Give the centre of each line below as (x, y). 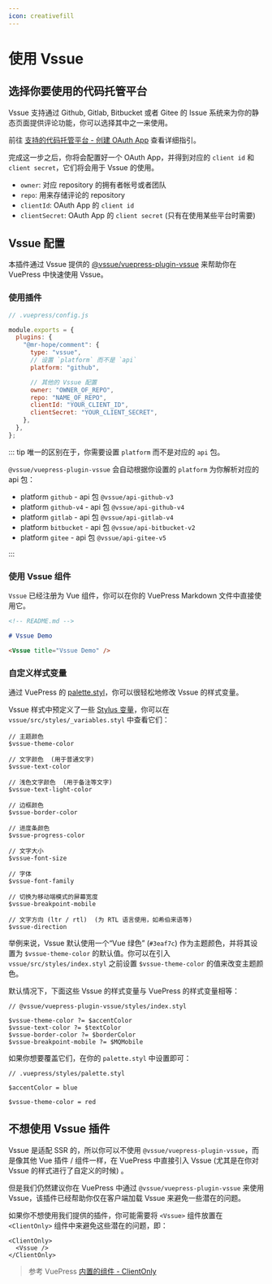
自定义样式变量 (38, 673)
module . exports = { (41, 330)
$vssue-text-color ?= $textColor (65, 1028)
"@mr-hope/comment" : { (61, 345)
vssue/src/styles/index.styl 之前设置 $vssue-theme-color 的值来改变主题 (132, 964)
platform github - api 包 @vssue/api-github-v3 (97, 497)
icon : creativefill (41, 16)
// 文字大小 (26, 852)
